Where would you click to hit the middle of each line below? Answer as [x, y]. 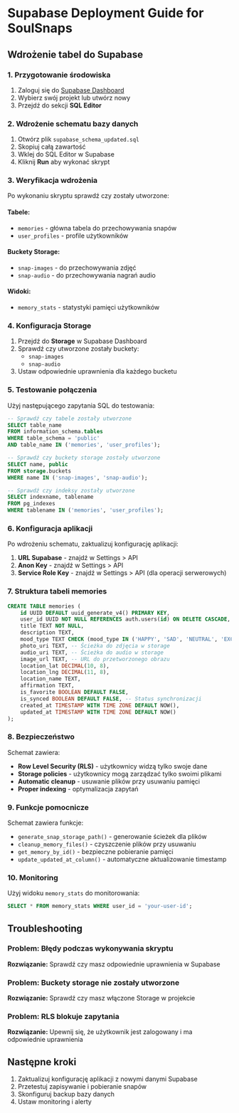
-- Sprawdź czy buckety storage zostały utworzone [84, 458]
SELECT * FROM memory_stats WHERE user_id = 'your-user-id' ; [100, 906]
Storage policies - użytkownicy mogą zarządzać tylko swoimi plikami [119, 774]
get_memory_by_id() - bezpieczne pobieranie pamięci [96, 851]
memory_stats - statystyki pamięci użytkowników [89, 307]
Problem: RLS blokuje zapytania [63, 1017]
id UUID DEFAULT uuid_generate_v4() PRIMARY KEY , [95, 613]
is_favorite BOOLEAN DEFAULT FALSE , [75, 692]
